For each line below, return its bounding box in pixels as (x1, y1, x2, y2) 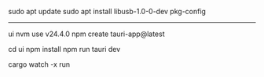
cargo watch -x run (8, 60, 71, 69)
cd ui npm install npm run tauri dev (8, 45, 121, 53)
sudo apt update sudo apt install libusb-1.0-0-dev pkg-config (8, 7, 207, 16)
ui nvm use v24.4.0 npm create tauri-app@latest (8, 29, 165, 38)
